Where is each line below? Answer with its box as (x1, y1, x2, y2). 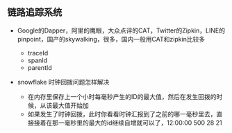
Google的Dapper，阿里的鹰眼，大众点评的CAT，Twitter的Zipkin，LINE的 (17, 26, 226, 35)
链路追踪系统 (7, 6, 63, 19)
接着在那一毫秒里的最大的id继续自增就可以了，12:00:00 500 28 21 (33, 118, 222, 127)
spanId (27, 56, 48, 64)
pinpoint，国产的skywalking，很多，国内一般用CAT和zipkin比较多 (17, 35, 206, 43)
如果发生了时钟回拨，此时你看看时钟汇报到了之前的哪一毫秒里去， (27, 109, 217, 118)
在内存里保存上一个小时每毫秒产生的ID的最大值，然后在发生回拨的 (27, 92, 217, 100)
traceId (27, 48, 49, 57)
